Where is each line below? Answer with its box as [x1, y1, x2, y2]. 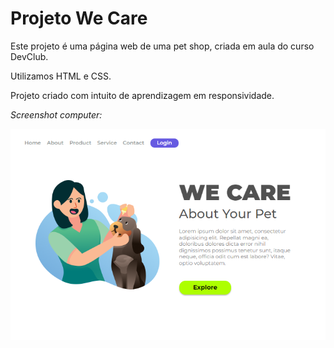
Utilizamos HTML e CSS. [10, 70, 112, 82]
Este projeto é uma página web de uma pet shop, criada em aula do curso [10, 40, 315, 52]
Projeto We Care [10, 7, 148, 30]
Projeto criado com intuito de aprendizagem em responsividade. [10, 89, 275, 101]
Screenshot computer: [10, 108, 103, 121]
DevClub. [10, 50, 49, 62]
